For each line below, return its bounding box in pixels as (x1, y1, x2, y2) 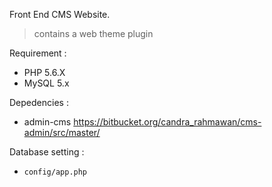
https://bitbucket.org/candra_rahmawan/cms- (73, 116, 262, 128)
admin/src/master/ (23, 127, 101, 138)
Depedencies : (9, 97, 69, 108)
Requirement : (9, 47, 67, 59)
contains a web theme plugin (33, 28, 154, 39)
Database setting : (9, 146, 85, 158)
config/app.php (23, 167, 88, 177)
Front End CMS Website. (9, 9, 111, 20)
